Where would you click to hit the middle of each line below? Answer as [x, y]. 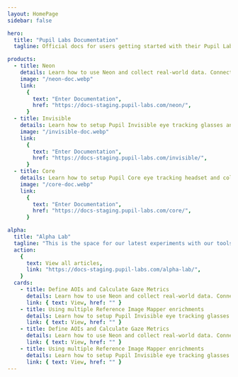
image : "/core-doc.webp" [57, 184]
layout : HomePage [33, 14]
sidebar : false [30, 21]
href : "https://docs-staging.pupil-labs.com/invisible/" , [120, 158]
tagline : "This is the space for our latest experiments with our [114, 243]
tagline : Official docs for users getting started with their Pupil [117, 47]
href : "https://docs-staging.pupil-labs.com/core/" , [112, 211]
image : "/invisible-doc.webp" [65, 132]
